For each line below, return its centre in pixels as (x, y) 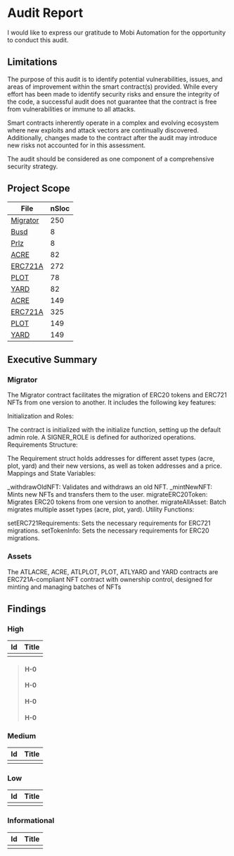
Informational (31, 821)
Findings (27, 608)
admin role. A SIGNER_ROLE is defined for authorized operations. (102, 438)
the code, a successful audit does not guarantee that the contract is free (112, 101)
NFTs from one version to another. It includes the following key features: (112, 402)
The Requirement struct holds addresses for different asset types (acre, (111, 459)
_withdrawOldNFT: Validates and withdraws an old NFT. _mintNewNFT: (110, 487)
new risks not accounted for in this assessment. (77, 145)
